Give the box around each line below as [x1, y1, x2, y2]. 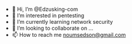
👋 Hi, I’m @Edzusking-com [11, 6, 78, 12]
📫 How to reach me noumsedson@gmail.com [11, 32, 126, 38]
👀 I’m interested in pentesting [11, 12, 85, 19]
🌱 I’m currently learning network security [11, 18, 113, 25]
